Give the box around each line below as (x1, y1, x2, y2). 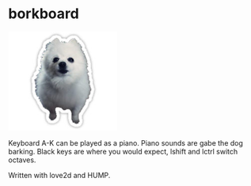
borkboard (8, 5, 79, 23)
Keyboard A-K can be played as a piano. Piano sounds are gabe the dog (8, 138, 244, 147)
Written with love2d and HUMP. (8, 170, 111, 180)
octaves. (8, 155, 36, 165)
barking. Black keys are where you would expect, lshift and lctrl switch (8, 146, 238, 156)
